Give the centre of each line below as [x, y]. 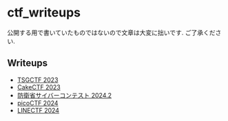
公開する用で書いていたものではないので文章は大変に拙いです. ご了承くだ [111, 32]
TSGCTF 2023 [38, 80]
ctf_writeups [44, 13]
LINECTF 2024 [38, 110]
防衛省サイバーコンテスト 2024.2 [64, 95]
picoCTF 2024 [38, 103]
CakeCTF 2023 [39, 87]
